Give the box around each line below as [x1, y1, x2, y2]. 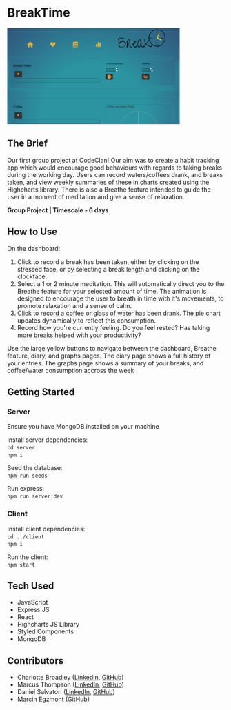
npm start [7, 561, 36, 568]
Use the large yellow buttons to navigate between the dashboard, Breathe [7, 344, 217, 352]
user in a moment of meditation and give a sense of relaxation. [7, 192, 185, 201]
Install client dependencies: [7, 525, 86, 533]
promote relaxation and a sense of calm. [17, 301, 132, 310]
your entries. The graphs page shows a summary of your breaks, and [7, 358, 204, 367]
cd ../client [7, 533, 45, 540]
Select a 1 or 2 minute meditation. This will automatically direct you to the [17, 279, 225, 287]
